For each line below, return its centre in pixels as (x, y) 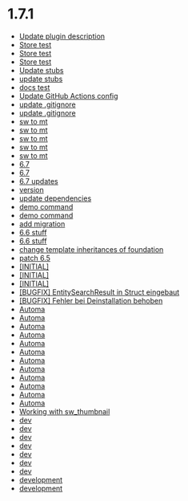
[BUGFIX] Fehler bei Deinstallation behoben (91, 300)
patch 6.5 (35, 258)
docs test (34, 87)
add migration (42, 224)
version (32, 189)
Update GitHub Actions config (68, 96)
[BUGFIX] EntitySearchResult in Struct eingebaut (99, 292)
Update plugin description (62, 36)
